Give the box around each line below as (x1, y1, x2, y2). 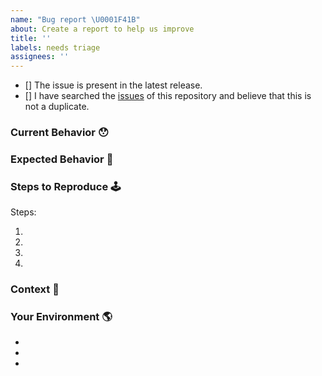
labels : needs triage (10, 42, 101, 53)
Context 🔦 (10, 282, 60, 296)
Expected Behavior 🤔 (10, 152, 114, 166)
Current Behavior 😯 (10, 126, 109, 140)
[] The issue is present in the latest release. (24, 79, 203, 91)
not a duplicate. (24, 101, 90, 113)
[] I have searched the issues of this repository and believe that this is (24, 90, 312, 102)
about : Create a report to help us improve (10, 24, 195, 34)
